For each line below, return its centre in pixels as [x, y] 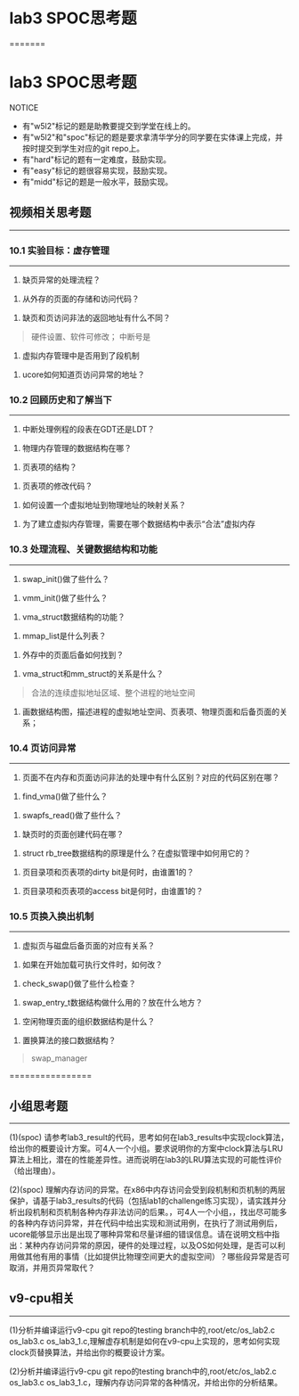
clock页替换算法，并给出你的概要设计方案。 [89, 1352]
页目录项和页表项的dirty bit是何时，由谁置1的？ [108, 872]
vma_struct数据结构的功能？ [74, 617]
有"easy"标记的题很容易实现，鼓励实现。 [97, 170]
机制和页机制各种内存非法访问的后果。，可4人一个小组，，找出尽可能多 [160, 1211]
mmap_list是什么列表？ [64, 636]
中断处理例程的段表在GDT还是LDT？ [89, 430]
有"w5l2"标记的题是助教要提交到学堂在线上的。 [109, 126]
